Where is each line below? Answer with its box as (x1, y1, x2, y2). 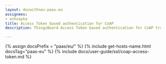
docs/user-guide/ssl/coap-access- (78, 49, 150, 55)
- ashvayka (5, 16, 28, 21)
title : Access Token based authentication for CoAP (5, 21, 114, 26)
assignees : (5, 12, 28, 17)
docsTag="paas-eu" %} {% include (5, 49, 78, 55)
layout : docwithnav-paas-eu (5, 7, 63, 12)
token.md (5, 54, 25, 60)
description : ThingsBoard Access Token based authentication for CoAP (5, 26, 154, 31)
